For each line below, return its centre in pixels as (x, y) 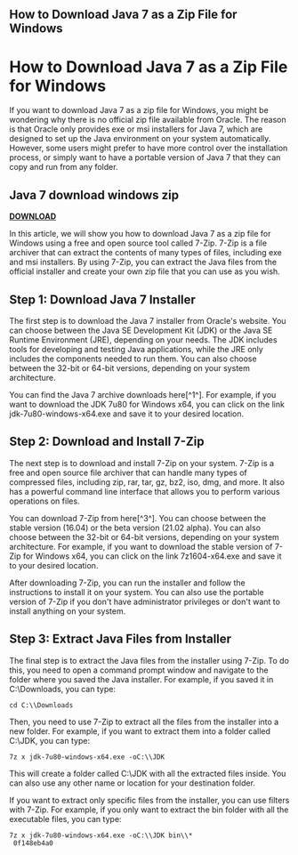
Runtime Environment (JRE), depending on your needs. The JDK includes (143, 339)
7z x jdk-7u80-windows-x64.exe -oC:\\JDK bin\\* (101, 835)
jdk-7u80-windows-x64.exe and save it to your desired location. (127, 414)
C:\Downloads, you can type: (62, 689)
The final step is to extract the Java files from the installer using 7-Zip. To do (149, 660)
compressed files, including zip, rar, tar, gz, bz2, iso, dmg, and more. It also (147, 482)
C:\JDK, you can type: (50, 740)
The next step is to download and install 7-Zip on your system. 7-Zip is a (141, 463)
